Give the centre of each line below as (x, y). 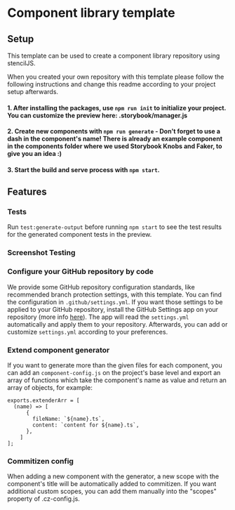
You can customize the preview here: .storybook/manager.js (98, 115)
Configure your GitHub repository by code (81, 272)
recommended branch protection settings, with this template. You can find (115, 294)
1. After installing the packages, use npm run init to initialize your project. (117, 107)
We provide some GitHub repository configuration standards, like (101, 287)
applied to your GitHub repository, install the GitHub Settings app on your (113, 309)
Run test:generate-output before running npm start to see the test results (115, 227)
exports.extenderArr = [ (43, 400)
